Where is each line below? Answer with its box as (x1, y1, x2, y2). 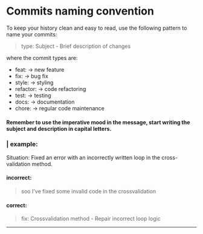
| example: (6, 140, 38, 149)
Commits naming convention (6, 4, 154, 18)
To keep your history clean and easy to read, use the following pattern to (6, 24, 187, 32)
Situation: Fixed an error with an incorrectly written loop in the (6, 153, 160, 161)
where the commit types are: (6, 54, 78, 61)
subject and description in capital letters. (6, 125, 112, 132)
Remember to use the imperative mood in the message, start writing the (6, 118, 190, 125)
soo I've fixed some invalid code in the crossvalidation (21, 188, 156, 195)
